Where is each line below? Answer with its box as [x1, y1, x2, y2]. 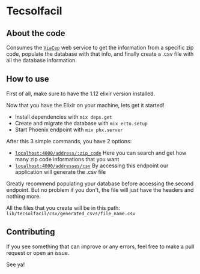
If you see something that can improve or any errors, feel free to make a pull [6, 243, 195, 250]
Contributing [6, 227, 55, 237]
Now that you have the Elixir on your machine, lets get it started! [6, 101, 165, 109]
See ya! [6, 261, 25, 268]
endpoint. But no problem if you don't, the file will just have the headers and [6, 186, 194, 193]
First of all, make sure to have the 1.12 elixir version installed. [6, 90, 156, 97]
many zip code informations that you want [14, 155, 120, 162]
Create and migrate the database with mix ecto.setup [14, 119, 148, 127]
